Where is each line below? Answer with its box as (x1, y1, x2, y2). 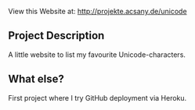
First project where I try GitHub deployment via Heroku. (8, 93, 187, 102)
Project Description (8, 29, 105, 42)
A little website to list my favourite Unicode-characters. (8, 50, 186, 59)
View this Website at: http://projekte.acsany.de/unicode (8, 7, 187, 16)
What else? (8, 73, 64, 86)
